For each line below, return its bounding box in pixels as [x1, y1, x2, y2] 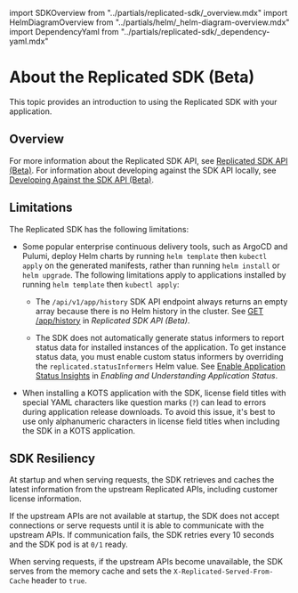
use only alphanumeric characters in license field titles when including [21, 416, 280, 426]
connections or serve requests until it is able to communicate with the [9, 520, 265, 531]
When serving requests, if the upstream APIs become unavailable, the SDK [9, 556, 283, 567]
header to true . [30, 575, 87, 586]
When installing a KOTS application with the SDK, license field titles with [21, 387, 286, 398]
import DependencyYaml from [9, 27, 119, 37]
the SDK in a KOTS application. [21, 425, 136, 435]
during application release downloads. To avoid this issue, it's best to [21, 406, 276, 417]
